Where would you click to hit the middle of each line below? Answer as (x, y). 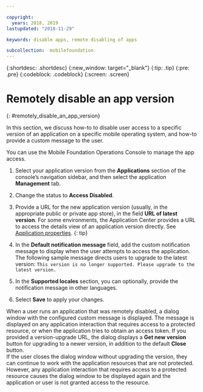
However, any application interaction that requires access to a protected (97, 369)
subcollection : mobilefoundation (50, 51)
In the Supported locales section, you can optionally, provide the (96, 281)
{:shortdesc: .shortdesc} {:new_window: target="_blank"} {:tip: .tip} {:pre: (98, 68)
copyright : (20, 17)
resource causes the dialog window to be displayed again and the (89, 376)
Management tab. (38, 184)
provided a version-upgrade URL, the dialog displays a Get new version (96, 337)
